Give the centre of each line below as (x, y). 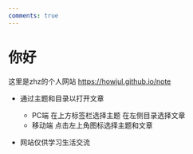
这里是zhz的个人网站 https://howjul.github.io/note (90, 81)
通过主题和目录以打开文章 (62, 98)
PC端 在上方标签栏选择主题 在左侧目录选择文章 (108, 115)
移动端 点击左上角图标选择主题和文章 (92, 125)
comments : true (33, 16)
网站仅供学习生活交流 (55, 142)
